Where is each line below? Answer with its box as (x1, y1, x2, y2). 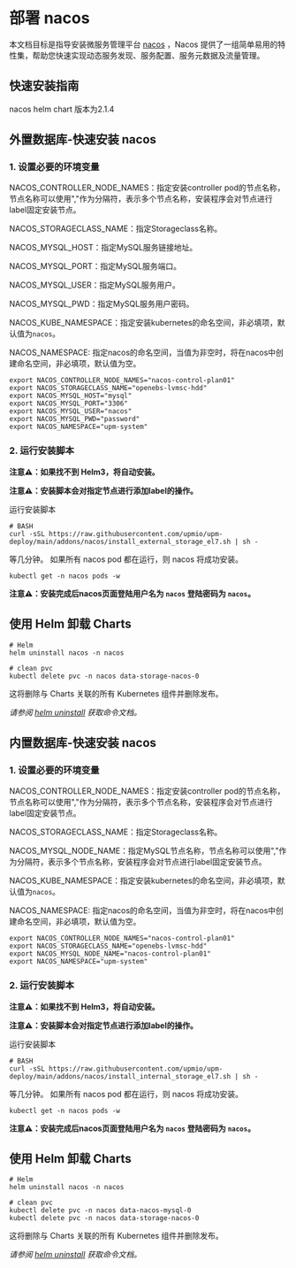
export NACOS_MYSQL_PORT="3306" (9, 399, 128, 408)
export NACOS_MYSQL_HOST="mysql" (9, 391, 133, 401)
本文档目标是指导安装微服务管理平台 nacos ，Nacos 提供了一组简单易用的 (9, 39, 278, 50)
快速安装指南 (9, 79, 80, 94)
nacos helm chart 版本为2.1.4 (9, 104, 115, 114)
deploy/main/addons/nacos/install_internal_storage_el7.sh (9, 1072, 231, 1080)
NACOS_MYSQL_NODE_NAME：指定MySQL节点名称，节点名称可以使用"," (9, 846, 279, 857)
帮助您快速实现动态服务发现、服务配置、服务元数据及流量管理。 (32, 50, 265, 60)
